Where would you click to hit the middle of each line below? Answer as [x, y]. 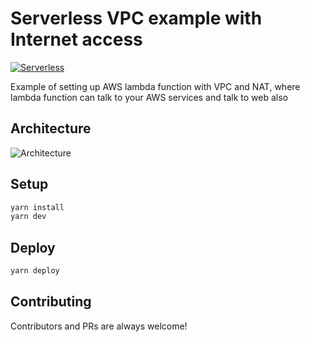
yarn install [37, 207]
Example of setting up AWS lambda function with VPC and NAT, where [155, 86]
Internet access [76, 39]
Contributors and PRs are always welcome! [99, 326]
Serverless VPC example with [136, 18]
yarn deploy [35, 271]
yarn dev [28, 217]
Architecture [51, 128]
